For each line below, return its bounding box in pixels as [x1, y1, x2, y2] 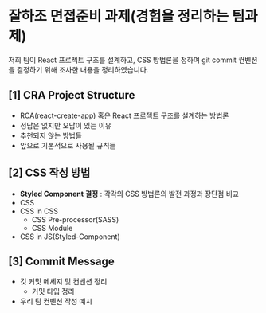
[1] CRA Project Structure [8, 88, 135, 102]
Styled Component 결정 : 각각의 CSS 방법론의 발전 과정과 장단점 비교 [19, 189, 239, 198]
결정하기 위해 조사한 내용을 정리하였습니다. [16, 65, 149, 74]
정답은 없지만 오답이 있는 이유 [19, 120, 111, 130]
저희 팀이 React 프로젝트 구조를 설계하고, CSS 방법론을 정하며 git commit [8, 55, 237, 65]
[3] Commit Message [8, 254, 115, 268]
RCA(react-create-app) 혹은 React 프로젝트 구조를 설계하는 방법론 [19, 111, 229, 120]
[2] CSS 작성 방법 [8, 166, 91, 180]
